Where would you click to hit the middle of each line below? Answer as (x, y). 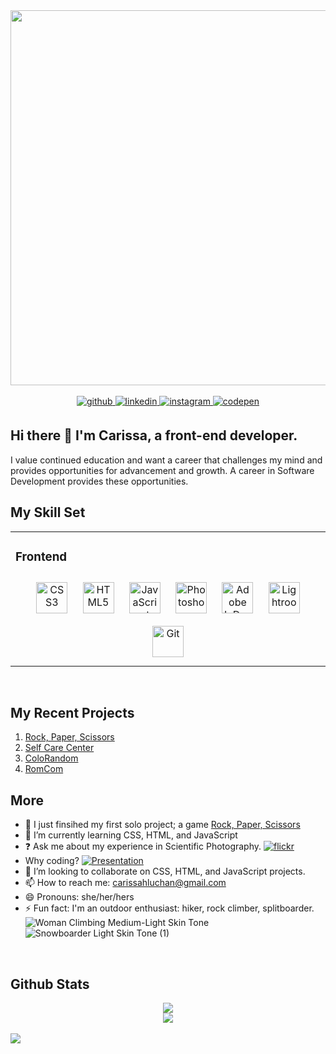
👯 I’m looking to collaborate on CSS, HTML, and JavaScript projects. (165, 871)
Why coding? (52, 861)
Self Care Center (59, 748)
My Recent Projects (72, 712)
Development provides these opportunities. (99, 481)
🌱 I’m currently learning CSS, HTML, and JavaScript (131, 835)
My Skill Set (48, 512)
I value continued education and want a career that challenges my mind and (166, 460)
